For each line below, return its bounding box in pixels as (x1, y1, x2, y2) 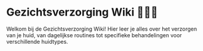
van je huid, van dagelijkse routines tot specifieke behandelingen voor (6, 31, 182, 38)
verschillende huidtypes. (6, 38, 68, 45)
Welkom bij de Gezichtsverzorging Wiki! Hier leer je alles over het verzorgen (6, 25, 197, 32)
